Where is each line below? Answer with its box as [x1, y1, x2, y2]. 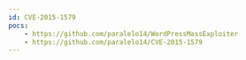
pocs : [8, 21, 28, 30]
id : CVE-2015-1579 [8, 12, 76, 22]
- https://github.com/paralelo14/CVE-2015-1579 [24, 37, 203, 47]
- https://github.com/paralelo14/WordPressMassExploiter [24, 29, 239, 38]
